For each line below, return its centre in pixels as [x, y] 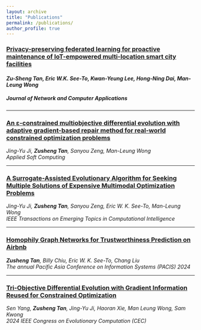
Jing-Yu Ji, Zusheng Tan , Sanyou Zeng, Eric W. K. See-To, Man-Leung [94, 206]
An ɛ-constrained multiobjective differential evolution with [93, 123]
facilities [19, 64]
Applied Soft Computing [36, 157]
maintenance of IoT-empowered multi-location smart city [91, 57]
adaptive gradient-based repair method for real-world [86, 130]
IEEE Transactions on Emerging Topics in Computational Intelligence [91, 219]
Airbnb [16, 247]
